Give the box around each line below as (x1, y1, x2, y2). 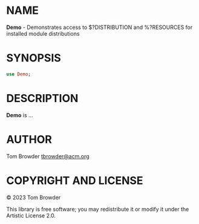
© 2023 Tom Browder (6, 194, 61, 201)
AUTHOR (6, 132, 53, 146)
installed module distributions (6, 30, 80, 37)
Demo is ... (6, 111, 33, 118)
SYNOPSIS (6, 51, 62, 65)
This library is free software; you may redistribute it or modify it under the (6, 205, 189, 213)
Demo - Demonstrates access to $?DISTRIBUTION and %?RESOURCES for (6, 24, 193, 31)
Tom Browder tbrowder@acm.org (6, 152, 90, 160)
